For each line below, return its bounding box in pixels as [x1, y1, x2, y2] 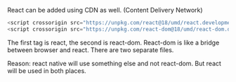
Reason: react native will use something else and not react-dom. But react [7, 59, 221, 67]
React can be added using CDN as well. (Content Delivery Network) [7, 6, 203, 14]
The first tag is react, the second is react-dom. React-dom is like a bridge [7, 38, 220, 47]
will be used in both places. [7, 66, 86, 75]
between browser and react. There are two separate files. [7, 45, 174, 54]
